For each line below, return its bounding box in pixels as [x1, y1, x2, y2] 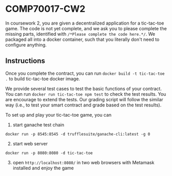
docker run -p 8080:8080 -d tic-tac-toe [5, 150, 93, 156]
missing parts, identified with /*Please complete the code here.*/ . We [5, 31, 156, 37]
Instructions [5, 57, 45, 65]
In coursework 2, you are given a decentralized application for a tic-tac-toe [5, 20, 164, 26]
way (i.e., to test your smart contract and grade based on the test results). [5, 102, 162, 108]
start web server [12, 140, 48, 146]
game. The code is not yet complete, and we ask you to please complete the [5, 25, 167, 31]
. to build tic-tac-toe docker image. [5, 75, 81, 82]
